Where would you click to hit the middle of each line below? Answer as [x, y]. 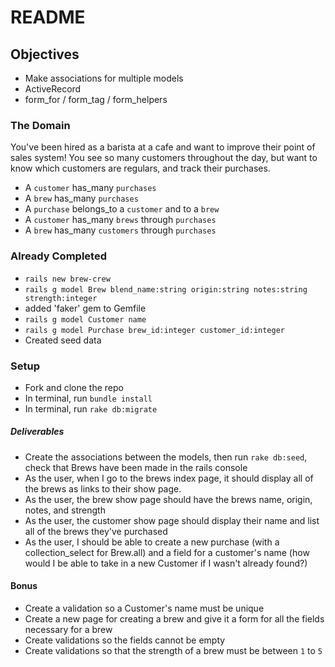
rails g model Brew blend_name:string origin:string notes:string [166, 289]
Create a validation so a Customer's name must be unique [144, 608]
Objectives [45, 54]
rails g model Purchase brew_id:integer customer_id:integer [155, 330]
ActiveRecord [53, 89]
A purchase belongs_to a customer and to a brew [122, 209]
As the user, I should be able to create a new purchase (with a [152, 542]
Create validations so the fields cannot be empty [125, 640]
